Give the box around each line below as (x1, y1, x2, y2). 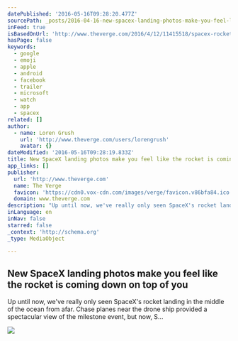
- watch (13, 97, 37, 104)
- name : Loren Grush (13, 129, 74, 136)
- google (13, 50, 40, 58)
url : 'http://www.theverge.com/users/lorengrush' (20, 136, 170, 143)
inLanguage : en (7, 209, 52, 216)
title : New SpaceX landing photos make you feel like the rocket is (7, 156, 214, 163)
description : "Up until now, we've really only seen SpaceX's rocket (7, 202, 217, 210)
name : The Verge (13, 182, 62, 189)
